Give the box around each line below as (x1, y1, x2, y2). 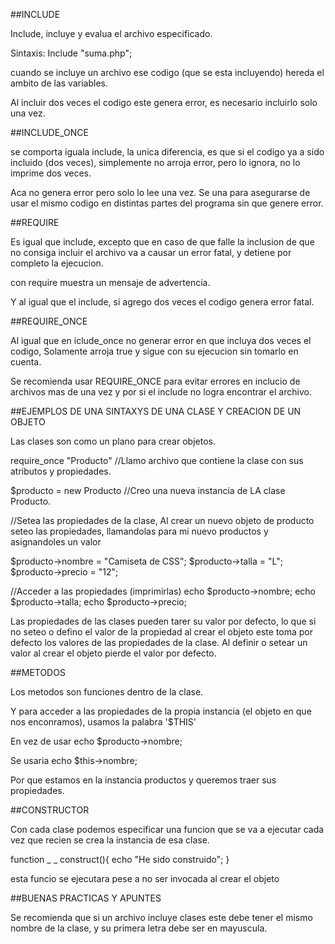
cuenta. (10, 356, 42, 368)
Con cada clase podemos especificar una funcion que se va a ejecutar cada (10, 824, 325, 835)
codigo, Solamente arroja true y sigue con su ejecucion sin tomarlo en (10, 345, 299, 357)
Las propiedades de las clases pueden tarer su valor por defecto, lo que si (10, 615, 317, 627)
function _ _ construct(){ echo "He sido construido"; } (10, 854, 230, 865)
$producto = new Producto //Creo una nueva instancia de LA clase (10, 485, 286, 496)
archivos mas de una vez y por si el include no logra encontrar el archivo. (10, 386, 312, 398)
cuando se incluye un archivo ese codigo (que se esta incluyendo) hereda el (10, 67, 325, 78)
